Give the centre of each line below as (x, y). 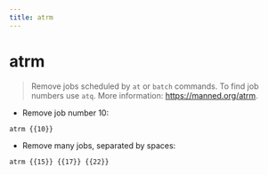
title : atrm (31, 17)
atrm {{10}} (31, 129)
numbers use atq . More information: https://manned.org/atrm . (144, 95)
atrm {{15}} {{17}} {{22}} (59, 162)
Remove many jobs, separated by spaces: (99, 145)
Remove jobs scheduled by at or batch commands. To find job (145, 86)
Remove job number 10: (65, 113)
